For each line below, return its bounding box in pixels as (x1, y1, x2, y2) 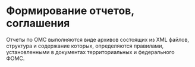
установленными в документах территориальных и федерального (6, 48, 175, 55)
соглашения (6, 16, 70, 30)
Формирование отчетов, (6, 4, 135, 18)
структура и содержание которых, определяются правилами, (6, 42, 164, 49)
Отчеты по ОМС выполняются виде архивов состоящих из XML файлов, (6, 36, 189, 43)
